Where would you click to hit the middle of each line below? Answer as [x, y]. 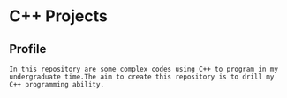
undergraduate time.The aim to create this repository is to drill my [142, 77]
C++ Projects [58, 16]
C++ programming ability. [57, 85]
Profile [28, 49]
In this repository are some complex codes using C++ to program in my [143, 69]
